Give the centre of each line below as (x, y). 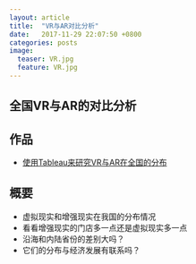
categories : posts (43, 43)
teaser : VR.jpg (46, 59)
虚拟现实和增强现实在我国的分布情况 (89, 217)
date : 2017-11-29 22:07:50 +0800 (76, 34)
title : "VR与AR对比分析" (54, 26)
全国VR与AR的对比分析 (73, 106)
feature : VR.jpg (47, 68)
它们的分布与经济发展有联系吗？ (81, 250)
